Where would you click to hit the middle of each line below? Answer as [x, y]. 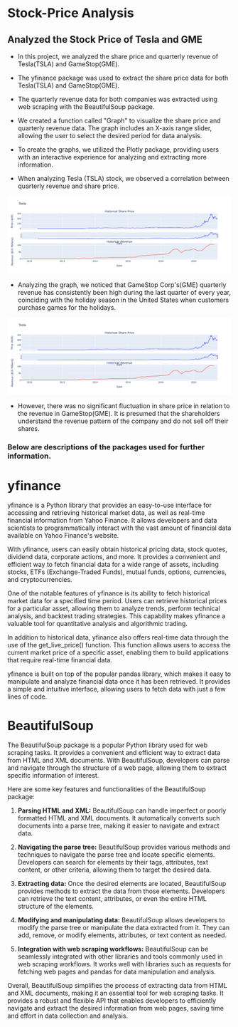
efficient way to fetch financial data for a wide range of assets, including [113, 565]
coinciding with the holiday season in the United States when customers [123, 300]
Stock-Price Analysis [71, 13]
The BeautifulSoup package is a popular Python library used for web [108, 745]
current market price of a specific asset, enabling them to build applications [118, 652]
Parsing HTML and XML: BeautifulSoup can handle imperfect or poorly [122, 810]
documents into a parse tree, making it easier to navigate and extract [118, 826]
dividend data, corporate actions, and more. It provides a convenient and [114, 557]
